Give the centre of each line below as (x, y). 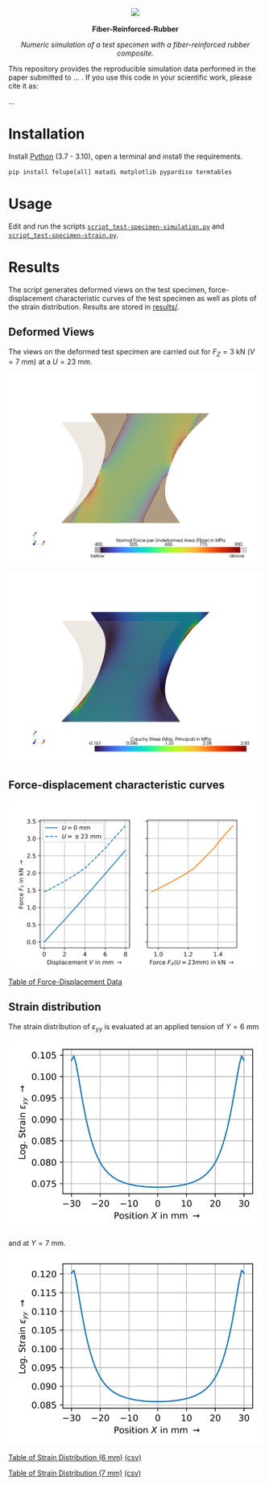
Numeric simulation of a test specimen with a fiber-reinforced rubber (135, 45)
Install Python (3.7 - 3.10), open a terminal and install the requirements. (126, 156)
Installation (47, 134)
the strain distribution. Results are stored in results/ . (94, 307)
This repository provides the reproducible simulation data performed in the (132, 69)
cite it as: (23, 86)
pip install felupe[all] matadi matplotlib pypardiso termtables (120, 172)
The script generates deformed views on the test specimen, (108, 289)
